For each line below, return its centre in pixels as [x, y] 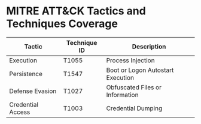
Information [122, 95]
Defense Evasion [33, 91]
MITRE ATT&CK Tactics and [76, 11]
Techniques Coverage [62, 24]
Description [149, 46]
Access [20, 112]
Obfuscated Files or [134, 87]
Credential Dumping [134, 108]
